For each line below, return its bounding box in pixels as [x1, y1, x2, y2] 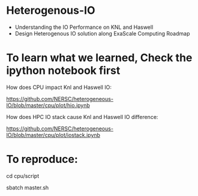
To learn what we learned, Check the [6, 51, 193, 65]
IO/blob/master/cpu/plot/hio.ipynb [6, 102, 90, 109]
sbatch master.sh [6, 184, 49, 191]
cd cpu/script [6, 172, 40, 179]
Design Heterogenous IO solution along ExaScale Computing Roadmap [14, 29, 190, 37]
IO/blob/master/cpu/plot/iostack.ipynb [6, 131, 101, 138]
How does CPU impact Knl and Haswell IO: [6, 84, 112, 91]
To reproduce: [6, 153, 78, 166]
